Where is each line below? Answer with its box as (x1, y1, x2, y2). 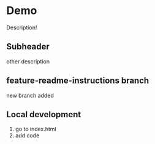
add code (15, 132, 40, 139)
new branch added (6, 92, 54, 99)
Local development (6, 109, 81, 120)
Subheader (6, 41, 50, 52)
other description (6, 57, 50, 65)
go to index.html (15, 126, 56, 133)
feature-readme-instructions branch (6, 76, 149, 86)
